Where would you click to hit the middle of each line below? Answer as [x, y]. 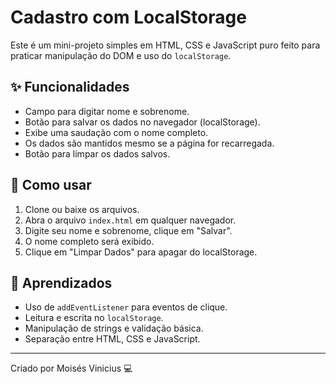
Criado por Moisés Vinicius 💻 [71, 368]
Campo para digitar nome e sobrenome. [107, 111]
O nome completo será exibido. [89, 241]
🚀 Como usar [51, 185]
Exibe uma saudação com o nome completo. [116, 132]
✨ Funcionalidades [70, 87]
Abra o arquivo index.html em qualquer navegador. [130, 220]
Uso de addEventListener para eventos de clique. [126, 307]
